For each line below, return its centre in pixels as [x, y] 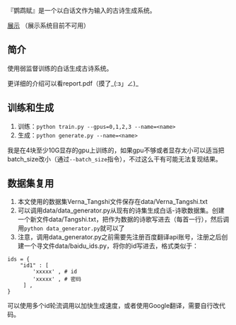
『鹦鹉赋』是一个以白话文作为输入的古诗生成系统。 [82, 10]
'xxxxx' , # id [55, 272]
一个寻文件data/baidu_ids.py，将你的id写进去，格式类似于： [111, 246]
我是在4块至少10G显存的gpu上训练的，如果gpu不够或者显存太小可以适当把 [116, 150]
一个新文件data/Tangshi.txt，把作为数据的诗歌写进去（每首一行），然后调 [123, 219]
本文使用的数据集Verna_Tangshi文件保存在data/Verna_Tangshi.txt [113, 202]
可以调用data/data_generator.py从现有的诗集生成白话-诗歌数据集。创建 [121, 210]
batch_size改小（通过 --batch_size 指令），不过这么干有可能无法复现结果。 [115, 159]
